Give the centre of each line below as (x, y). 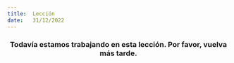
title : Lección (31, 14)
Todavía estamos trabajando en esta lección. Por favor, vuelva (118, 45)
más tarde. (118, 53)
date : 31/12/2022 (36, 20)
